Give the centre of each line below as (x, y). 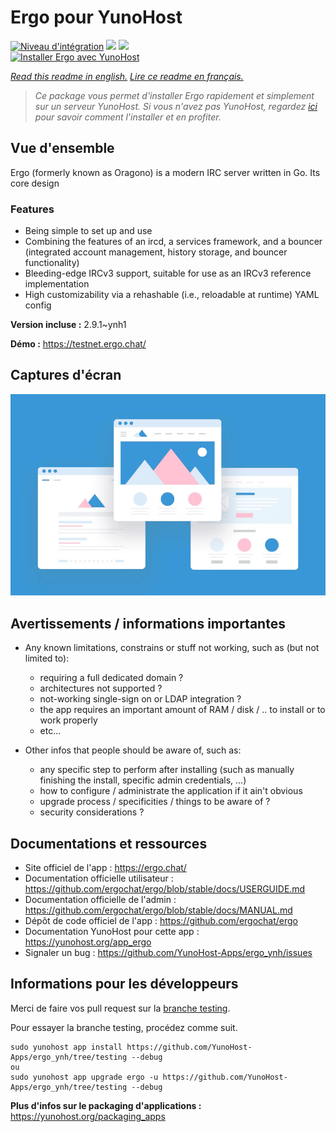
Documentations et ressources (109, 843)
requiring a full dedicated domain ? (111, 678)
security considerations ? (92, 812)
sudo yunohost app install (66, 1047)
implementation (57, 284)
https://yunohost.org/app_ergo (88, 942)
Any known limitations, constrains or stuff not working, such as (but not (172, 648)
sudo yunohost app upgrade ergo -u (84, 1077)
